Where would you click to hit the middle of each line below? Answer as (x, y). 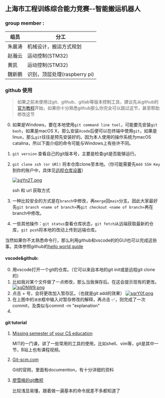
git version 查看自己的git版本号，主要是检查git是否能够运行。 (75, 153)
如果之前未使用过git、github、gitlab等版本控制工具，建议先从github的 (88, 102)
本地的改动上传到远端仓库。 (71, 230)
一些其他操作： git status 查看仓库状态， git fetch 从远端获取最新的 (81, 223)
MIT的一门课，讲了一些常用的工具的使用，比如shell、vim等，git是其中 (83, 344)
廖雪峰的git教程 (28, 380)
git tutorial (16, 323)
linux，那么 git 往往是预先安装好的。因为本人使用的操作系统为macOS (82, 137)
